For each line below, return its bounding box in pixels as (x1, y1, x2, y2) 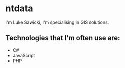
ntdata (5, 3, 33, 14)
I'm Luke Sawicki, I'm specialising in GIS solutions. (5, 19, 109, 25)
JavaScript (12, 52, 35, 58)
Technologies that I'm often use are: (5, 34, 120, 42)
